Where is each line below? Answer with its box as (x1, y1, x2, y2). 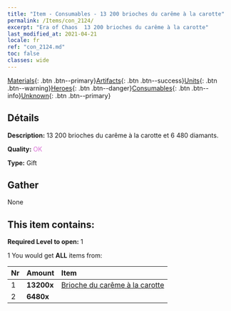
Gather (7, 179, 39, 191)
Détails (7, 112, 39, 125)
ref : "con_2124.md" (7, 43, 66, 51)
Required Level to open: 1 (7, 238, 83, 246)
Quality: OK (7, 144, 43, 153)
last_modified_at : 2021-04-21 (7, 30, 98, 38)
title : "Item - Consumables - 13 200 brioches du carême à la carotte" (7, 10, 225, 18)
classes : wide (7, 57, 50, 64)
